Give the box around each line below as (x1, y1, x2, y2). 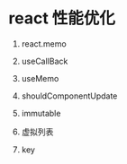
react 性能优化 (8, 8, 116, 29)
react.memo (21, 38, 67, 49)
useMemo (21, 73, 59, 83)
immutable (21, 108, 61, 118)
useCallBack (21, 56, 68, 66)
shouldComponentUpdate (21, 91, 118, 101)
